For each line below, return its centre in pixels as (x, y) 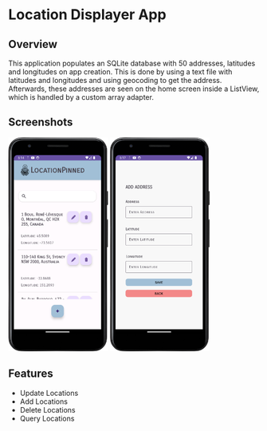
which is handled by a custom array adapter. (81, 97)
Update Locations (49, 393)
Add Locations (43, 401)
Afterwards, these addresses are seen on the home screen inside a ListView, (134, 89)
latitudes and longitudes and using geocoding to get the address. (115, 80)
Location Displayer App (87, 15)
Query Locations (47, 418)
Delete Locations (47, 409)
